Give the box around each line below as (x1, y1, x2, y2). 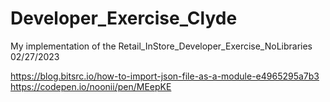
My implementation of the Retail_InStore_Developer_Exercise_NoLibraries (10, 40, 313, 52)
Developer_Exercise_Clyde (10, 7, 238, 30)
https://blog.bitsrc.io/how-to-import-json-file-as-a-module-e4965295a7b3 (10, 70, 320, 82)
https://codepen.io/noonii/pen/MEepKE (10, 80, 172, 92)
